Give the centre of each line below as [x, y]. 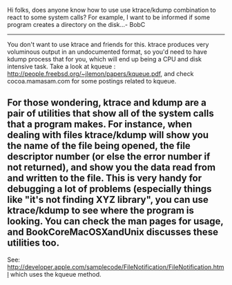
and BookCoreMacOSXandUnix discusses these [113, 232]
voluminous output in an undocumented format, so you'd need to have [107, 52]
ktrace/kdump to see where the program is [101, 211]
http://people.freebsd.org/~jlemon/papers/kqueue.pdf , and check [100, 74]
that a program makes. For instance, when [99, 125]
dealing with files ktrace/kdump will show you [108, 135]
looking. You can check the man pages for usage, [115, 221]
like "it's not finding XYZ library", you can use [108, 200]
